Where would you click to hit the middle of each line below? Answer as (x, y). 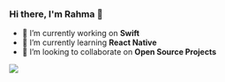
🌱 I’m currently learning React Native (89, 42)
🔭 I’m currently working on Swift (80, 34)
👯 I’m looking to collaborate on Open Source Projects (119, 52)
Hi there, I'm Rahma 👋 (56, 14)
